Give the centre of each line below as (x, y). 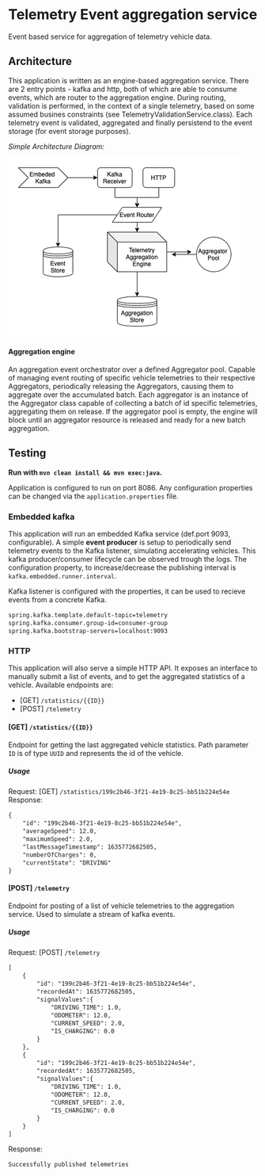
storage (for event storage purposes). (70, 131)
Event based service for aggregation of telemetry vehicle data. (110, 36)
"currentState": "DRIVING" (67, 863)
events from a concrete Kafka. (57, 600)
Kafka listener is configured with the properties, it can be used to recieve (127, 591)
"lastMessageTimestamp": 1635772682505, (90, 847)
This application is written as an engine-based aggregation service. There (129, 80)
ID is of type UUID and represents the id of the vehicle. (96, 753)
